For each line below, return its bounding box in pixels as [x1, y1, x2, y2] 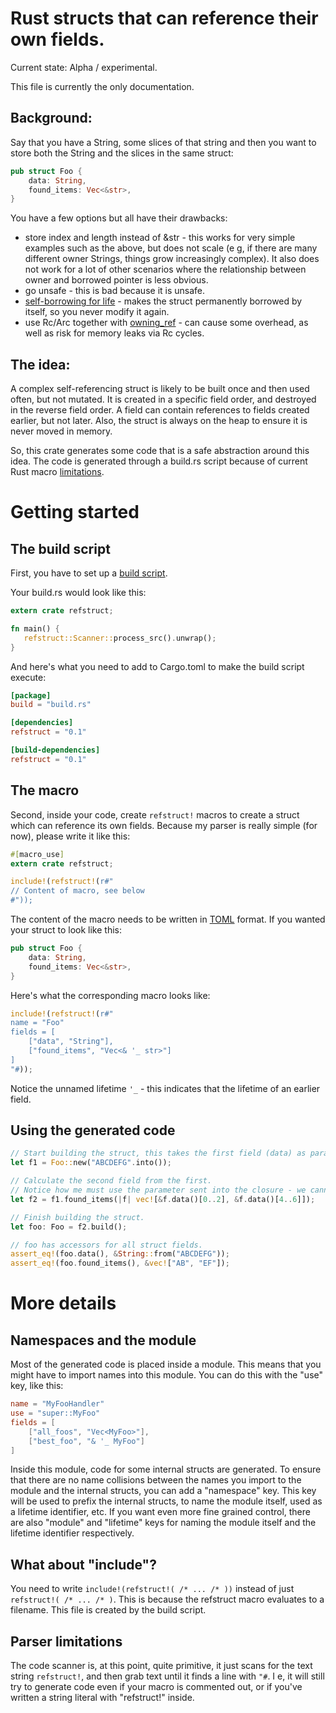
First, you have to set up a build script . [10, 567, 168, 579]
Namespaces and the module [10, 1332, 197, 1349]
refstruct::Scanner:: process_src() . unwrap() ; [23, 633, 217, 643]
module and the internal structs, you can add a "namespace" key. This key [10, 1485, 317, 1497]
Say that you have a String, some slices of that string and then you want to [10, 136, 317, 148]
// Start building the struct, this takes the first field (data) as [10, 1148, 307, 1159]
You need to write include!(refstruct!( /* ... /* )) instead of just [10, 1583, 295, 1595]
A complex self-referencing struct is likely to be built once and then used [10, 383, 310, 395]
